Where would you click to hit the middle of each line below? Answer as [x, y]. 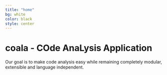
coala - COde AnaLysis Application [79, 48]
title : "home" [20, 10]
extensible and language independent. [45, 67]
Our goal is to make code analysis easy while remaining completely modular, [84, 62]
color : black [19, 19]
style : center [20, 24]
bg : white [15, 14]
